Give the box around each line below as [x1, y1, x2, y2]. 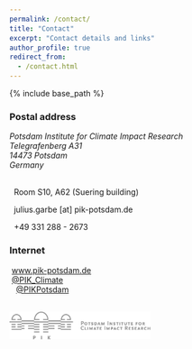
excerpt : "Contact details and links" [9, 33, 155, 42]
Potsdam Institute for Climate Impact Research [9, 131, 183, 142]
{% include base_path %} [9, 88, 105, 98]
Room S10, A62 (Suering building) [13, 187, 140, 197]
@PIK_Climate [11, 274, 64, 285]
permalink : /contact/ [9, 14, 91, 23]
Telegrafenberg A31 [9, 141, 83, 152]
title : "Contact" [9, 23, 75, 33]
